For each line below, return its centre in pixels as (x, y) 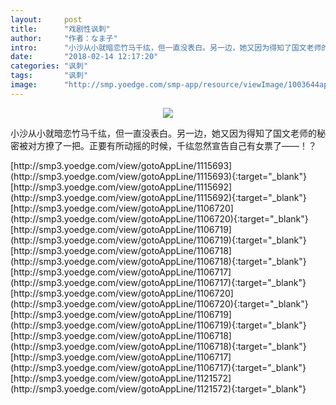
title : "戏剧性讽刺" (60, 29)
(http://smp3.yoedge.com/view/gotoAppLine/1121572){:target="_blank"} (158, 388)
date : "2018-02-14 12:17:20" (84, 57)
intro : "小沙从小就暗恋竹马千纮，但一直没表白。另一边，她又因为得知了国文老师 (166, 47)
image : (24, 85)
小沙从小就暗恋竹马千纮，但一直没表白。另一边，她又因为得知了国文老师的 (163, 133)
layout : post (46, 19)
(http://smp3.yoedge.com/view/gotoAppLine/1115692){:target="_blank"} (158, 197)
